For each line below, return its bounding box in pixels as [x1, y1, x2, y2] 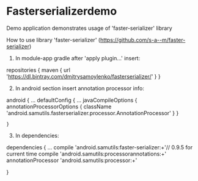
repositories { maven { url [6, 66, 70, 74]
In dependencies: [15, 132, 59, 139]
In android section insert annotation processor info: [15, 84, 145, 92]
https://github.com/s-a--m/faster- [100, 36, 186, 43]
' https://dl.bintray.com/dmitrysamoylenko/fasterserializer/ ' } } [6, 73, 161, 80]
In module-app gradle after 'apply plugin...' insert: [15, 54, 141, 62]
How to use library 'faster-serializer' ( [6, 36, 101, 43]
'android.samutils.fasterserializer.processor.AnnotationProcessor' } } [6, 109, 179, 116]
